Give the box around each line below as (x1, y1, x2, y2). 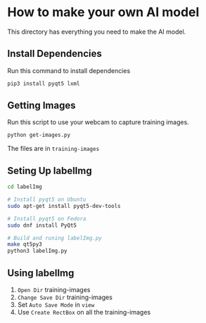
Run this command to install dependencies (7, 66, 131, 74)
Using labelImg (7, 267, 75, 279)
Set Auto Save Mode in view (17, 300, 95, 309)
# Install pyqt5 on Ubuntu (7, 196, 86, 203)
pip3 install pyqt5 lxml (7, 80, 80, 87)
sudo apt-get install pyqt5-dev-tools (7, 202, 121, 209)
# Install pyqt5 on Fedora (7, 215, 86, 222)
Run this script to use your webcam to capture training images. (7, 118, 190, 126)
